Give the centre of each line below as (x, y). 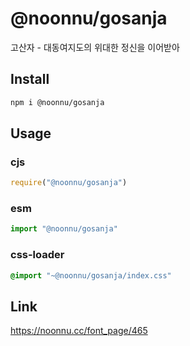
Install (30, 79)
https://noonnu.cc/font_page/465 (79, 331)
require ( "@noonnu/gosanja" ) (69, 183)
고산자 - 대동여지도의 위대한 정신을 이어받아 (95, 47)
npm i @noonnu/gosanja (57, 102)
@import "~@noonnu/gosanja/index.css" (91, 275)
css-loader (37, 255)
